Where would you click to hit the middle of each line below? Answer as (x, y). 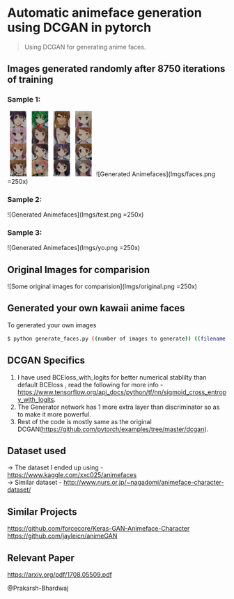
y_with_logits (36, 399)
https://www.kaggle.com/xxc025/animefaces (72, 475)
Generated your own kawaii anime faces (96, 308)
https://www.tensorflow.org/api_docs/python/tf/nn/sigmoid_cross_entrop (122, 392)
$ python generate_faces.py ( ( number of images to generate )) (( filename (117, 339)
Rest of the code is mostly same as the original (84, 421)
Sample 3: (25, 233)
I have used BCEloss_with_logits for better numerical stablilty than (112, 377)
